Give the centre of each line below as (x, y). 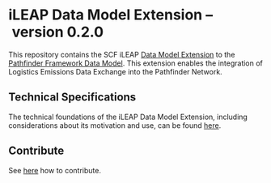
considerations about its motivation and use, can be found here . (115, 125)
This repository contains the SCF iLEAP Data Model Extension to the (122, 54)
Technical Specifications (72, 98)
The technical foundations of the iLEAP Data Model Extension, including (128, 117)
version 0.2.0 (57, 32)
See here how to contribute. (55, 170)
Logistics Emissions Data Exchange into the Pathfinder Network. (115, 71)
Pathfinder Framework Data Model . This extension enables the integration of (135, 63)
